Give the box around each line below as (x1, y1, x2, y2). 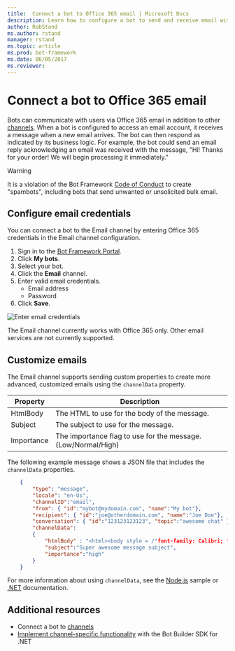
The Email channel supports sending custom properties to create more (7, 372, 211, 381)
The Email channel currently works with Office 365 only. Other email (7, 326, 204, 335)
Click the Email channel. (17, 269, 87, 278)
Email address (27, 284, 69, 293)
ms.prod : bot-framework (7, 50, 77, 57)
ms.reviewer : (7, 62, 45, 69)
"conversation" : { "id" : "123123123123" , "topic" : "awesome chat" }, (32, 518, 233, 525)
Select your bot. (17, 262, 64, 270)
